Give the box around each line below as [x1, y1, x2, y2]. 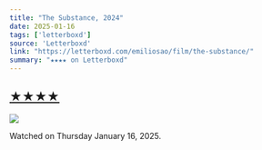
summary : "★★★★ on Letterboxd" [9, 55, 128, 65]
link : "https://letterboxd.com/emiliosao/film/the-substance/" [9, 47, 255, 56]
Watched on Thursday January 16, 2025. [9, 130, 162, 141]
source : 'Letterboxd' [9, 38, 92, 48]
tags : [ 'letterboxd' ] [9, 30, 92, 39]
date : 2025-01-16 [9, 22, 76, 31]
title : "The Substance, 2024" [9, 13, 125, 23]
